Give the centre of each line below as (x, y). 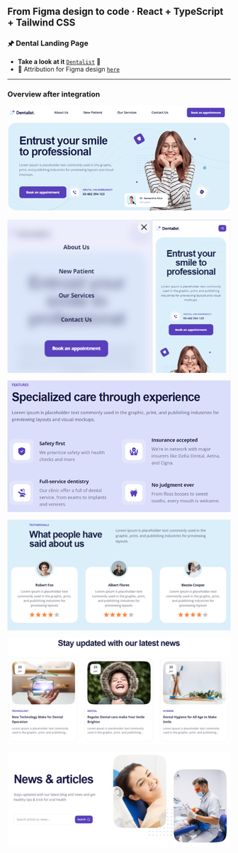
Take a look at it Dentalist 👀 (59, 61)
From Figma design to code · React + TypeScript (115, 12)
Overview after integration (54, 94)
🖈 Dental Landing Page (48, 43)
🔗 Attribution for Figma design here (69, 69)
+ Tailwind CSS (41, 23)
